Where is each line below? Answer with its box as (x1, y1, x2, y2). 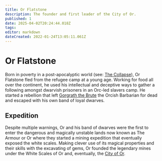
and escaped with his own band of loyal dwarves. (5, 97, 105, 103)
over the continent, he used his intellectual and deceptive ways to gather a (5, 81, 155, 88)
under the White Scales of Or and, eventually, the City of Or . (5, 150, 126, 156)
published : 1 (5, 16, 32, 21)
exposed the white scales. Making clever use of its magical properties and (5, 140, 155, 146)
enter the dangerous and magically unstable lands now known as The (5, 130, 145, 136)
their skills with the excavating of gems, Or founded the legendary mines (5, 145, 151, 151)
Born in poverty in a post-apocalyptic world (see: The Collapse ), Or (5, 71, 141, 77)
